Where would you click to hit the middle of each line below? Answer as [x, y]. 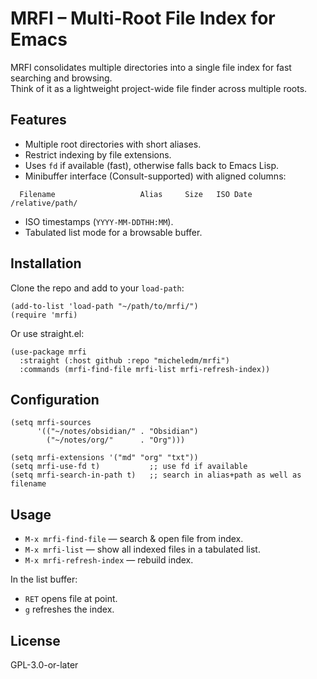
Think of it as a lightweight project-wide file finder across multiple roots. [159, 88]
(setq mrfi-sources [51, 423]
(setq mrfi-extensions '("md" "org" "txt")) [104, 458]
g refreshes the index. [69, 609]
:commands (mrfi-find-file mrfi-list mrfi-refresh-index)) [145, 369]
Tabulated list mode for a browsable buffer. [113, 232]
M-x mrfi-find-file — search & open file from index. [134, 539]
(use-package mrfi [48, 352]
